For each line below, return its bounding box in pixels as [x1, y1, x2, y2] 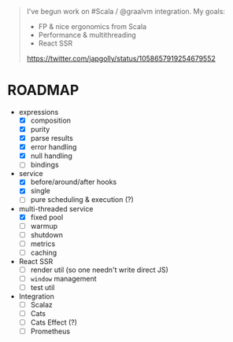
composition [30, 116, 72, 125]
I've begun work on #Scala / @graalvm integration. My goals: [26, 7, 226, 16]
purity [30, 125, 50, 134]
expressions [18, 107, 59, 116]
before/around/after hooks [30, 177, 117, 187]
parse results [30, 134, 74, 143]
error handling [30, 142, 77, 152]
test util [30, 282, 55, 292]
